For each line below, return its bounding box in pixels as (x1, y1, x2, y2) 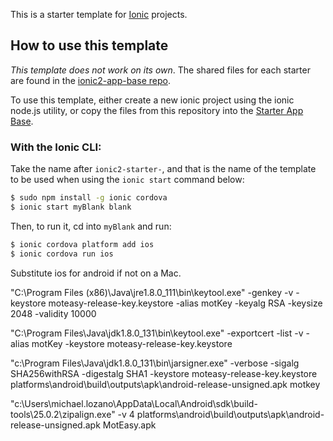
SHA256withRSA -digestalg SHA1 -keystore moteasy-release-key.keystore (10, 367, 318, 379)
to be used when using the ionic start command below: (10, 174, 245, 186)
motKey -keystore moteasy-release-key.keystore (31, 337, 233, 349)
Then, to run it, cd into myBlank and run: (10, 220, 172, 232)
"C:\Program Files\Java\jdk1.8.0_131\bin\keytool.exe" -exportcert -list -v (10, 327, 304, 339)
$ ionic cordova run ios (10, 249, 114, 259)
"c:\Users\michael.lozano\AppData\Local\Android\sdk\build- (10, 397, 258, 409)
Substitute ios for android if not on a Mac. (10, 267, 182, 279)
